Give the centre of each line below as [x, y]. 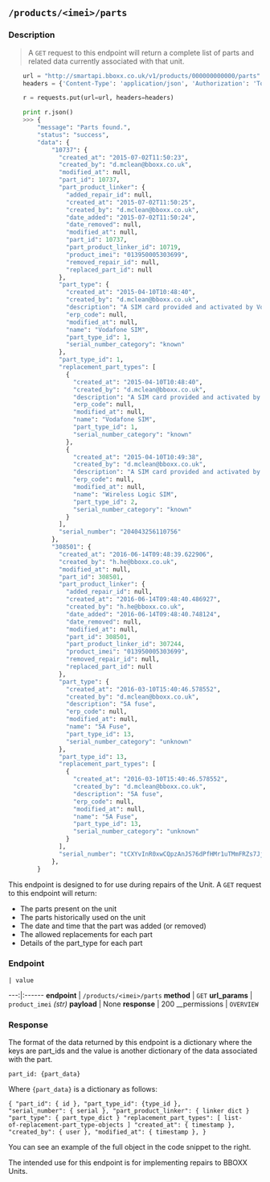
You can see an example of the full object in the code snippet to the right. [130, 1147]
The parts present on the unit [68, 908]
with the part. [31, 1060]
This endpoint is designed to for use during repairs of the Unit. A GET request [135, 884]
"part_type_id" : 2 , [105, 502]
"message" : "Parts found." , [84, 128]
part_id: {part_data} [45, 1074]
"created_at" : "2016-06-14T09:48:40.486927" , [143, 599]
